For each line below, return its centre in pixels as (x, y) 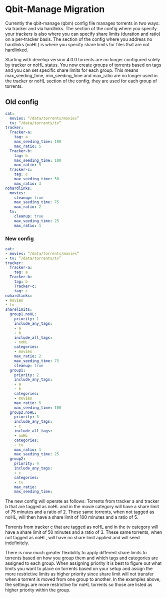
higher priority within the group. (38, 590)
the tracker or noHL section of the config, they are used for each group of (81, 81)
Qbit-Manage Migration (55, 9)
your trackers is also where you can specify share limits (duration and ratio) (83, 34)
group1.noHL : (23, 314)
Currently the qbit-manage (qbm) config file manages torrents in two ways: (82, 23)
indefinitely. (17, 543)
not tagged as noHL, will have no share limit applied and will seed (72, 538)
